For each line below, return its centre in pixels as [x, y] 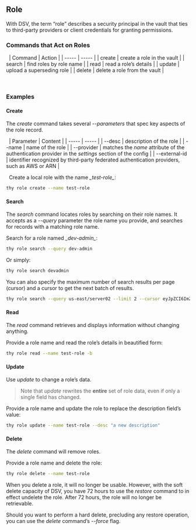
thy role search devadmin [37, 271]
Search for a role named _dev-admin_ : [52, 238]
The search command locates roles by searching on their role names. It [92, 214]
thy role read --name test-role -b [49, 353]
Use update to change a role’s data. [49, 380]
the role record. [25, 130]
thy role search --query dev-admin [49, 249]
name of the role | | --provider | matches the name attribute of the [105, 147]
